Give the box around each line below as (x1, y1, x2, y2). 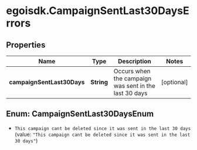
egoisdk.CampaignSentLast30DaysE (6, 4, 189, 18)
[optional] (161, 78, 188, 86)
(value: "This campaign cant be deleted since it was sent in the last (14, 131, 191, 138)
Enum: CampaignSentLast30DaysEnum (6, 109, 154, 119)
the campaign (113, 74, 152, 83)
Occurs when (113, 67, 151, 75)
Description (118, 57, 151, 65)
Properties (6, 40, 46, 50)
